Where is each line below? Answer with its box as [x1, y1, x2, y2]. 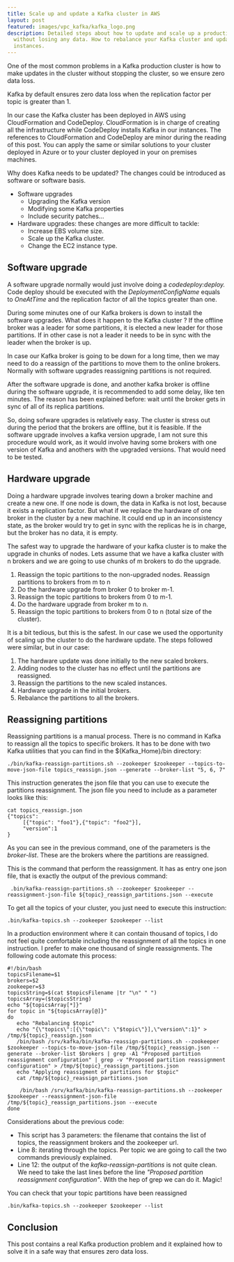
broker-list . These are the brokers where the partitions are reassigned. [7, 851, 209, 859]
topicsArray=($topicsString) [7, 996, 92, 1003]
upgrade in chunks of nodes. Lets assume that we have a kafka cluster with [7, 549, 224, 557]
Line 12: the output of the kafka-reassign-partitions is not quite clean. [17, 1161, 217, 1169]
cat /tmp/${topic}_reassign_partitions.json [16, 1075, 148, 1082]
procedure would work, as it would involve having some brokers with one [7, 438, 217, 446]
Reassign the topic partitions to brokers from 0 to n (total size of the [17, 607, 212, 615]
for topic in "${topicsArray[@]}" [7, 1008, 108, 1015]
